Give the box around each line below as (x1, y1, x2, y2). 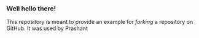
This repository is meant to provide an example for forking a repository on (6, 18, 193, 26)
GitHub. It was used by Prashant (6, 25, 88, 32)
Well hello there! (6, 4, 57, 13)
